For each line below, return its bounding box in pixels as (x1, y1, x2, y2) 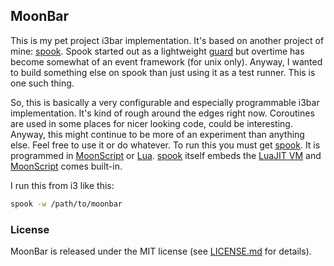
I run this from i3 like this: (10, 179, 115, 191)
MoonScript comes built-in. (10, 160, 123, 172)
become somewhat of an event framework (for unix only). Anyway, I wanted (10, 55, 323, 68)
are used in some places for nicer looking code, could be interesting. (10, 117, 293, 129)
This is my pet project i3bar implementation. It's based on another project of (10, 34, 325, 46)
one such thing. (10, 77, 75, 89)
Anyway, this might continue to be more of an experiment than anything (10, 128, 305, 140)
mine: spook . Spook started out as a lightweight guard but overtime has (10, 45, 305, 57)
